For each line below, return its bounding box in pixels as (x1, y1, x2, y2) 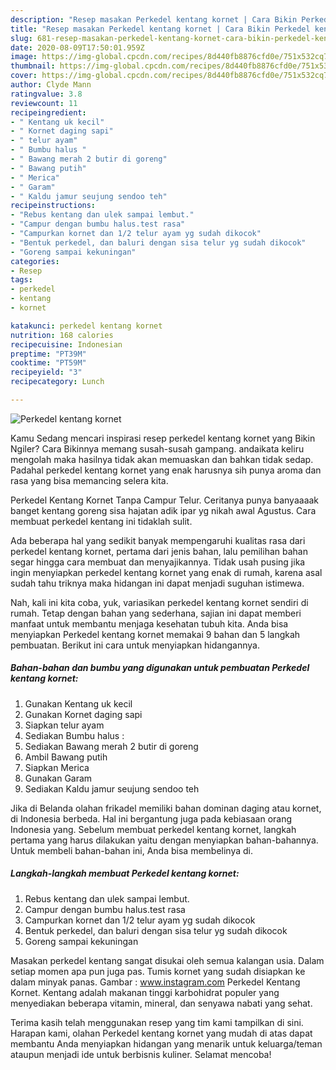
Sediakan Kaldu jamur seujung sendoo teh (24, 782, 200, 795)
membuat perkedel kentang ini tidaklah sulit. (10, 515, 193, 527)
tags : (10, 275, 33, 285)
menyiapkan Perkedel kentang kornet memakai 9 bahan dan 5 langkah (10, 628, 301, 640)
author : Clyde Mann (10, 80, 92, 90)
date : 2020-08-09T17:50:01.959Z (10, 42, 145, 53)
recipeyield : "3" (10, 367, 83, 378)
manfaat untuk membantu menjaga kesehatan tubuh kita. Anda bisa (10, 617, 289, 630)
